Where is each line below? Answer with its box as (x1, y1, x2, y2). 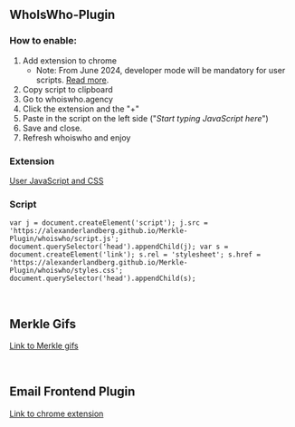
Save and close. (22, 122, 83, 133)
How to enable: (9, 34, 77, 47)
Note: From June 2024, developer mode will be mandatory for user (35, 64, 286, 75)
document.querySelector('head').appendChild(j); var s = (9, 242, 229, 252)
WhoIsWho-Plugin (9, 7, 116, 23)
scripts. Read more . (35, 74, 109, 85)
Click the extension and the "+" (22, 103, 140, 114)
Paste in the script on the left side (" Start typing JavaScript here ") (22, 112, 269, 123)
